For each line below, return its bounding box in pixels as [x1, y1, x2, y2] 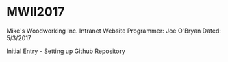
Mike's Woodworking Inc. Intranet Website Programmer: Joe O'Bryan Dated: [6, 27, 222, 35]
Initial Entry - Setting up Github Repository [6, 47, 126, 55]
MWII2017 [6, 4, 65, 20]
